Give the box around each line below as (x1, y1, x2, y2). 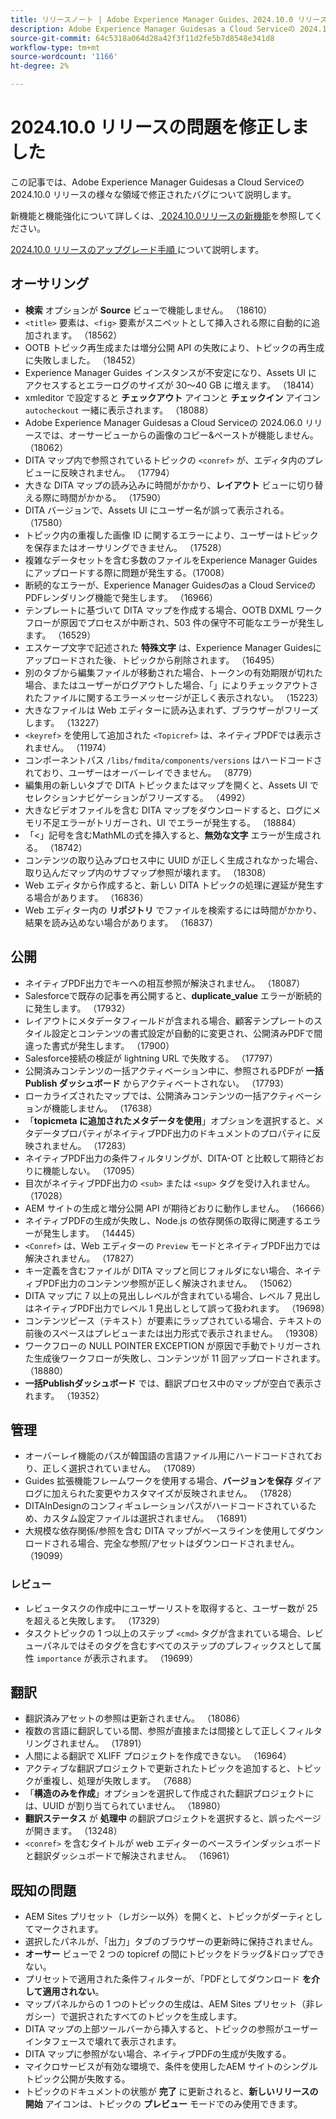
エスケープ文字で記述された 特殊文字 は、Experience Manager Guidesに (24, 641, 322, 653)
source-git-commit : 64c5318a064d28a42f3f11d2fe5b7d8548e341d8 (10, 33, 275, 43)
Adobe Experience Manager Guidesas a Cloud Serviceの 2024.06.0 (24, 416, 303, 428)
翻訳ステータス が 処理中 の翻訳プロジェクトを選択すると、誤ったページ (24, 1812, 322, 1825)
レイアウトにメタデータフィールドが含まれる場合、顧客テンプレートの (24, 1014, 315, 1026)
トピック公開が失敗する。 (24, 2073, 131, 2085)
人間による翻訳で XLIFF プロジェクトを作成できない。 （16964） (24, 1750, 292, 1762)
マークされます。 (33, 1923, 104, 1935)
